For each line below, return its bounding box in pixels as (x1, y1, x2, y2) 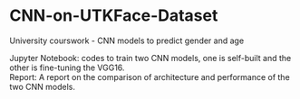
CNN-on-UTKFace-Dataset (9, 5, 218, 26)
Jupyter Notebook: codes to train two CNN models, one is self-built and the (9, 52, 292, 63)
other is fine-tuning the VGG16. (9, 62, 125, 73)
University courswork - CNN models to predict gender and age (9, 35, 245, 46)
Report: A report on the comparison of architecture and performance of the (9, 71, 290, 82)
